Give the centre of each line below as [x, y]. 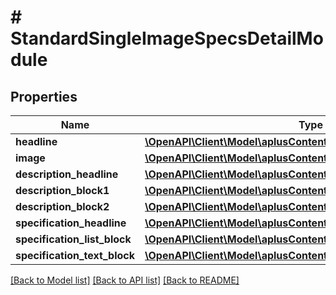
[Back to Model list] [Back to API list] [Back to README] [125, 280]
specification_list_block [73, 239]
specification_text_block [75, 255]
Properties [44, 96]
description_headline [67, 174]
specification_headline [71, 223]
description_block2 [62, 206]
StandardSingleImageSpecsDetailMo [167, 38]
